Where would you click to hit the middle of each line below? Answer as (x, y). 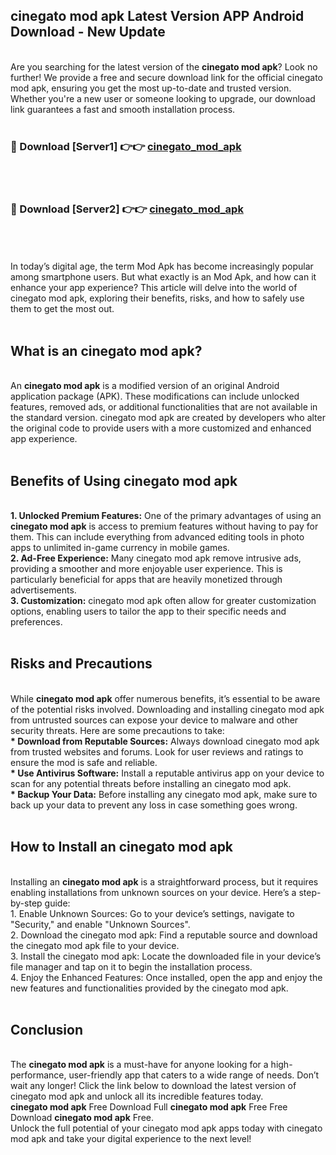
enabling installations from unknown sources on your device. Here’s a (153, 892)
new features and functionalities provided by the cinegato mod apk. (149, 988)
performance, (38, 1075)
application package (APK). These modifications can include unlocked (155, 396)
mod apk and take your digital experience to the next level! (131, 1139)
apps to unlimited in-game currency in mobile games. (120, 548)
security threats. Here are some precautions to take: (117, 730)
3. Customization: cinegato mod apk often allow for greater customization (163, 601)
